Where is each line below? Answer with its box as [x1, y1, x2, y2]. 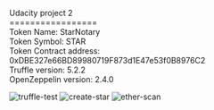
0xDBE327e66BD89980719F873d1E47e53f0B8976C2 [9, 55, 206, 65]
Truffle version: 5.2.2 [9, 64, 86, 75]
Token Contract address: [9, 46, 101, 56]
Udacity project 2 [9, 8, 73, 18]
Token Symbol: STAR [9, 36, 86, 47]
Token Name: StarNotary [9, 27, 101, 37]
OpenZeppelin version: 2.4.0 [9, 74, 114, 84]
